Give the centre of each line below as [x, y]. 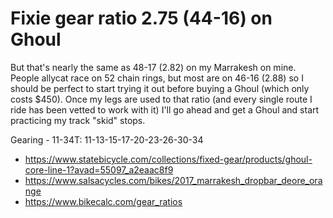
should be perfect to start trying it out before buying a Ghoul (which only [160, 88]
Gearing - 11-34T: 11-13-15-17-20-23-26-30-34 [107, 139]
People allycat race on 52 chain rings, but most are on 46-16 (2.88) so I [157, 78]
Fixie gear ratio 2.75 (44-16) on [141, 18]
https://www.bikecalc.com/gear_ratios [103, 201]
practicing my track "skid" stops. [78, 120]
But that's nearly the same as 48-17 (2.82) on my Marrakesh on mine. [153, 67]
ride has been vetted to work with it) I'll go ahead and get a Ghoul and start [165, 109]
